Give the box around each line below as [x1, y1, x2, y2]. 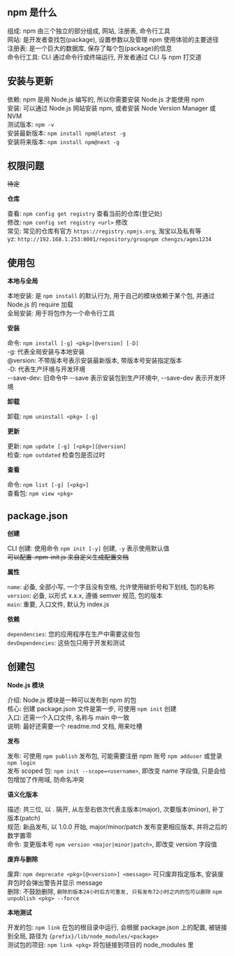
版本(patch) [7, 813, 41, 822]
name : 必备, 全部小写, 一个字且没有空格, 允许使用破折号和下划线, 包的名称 [7, 583, 215, 591]
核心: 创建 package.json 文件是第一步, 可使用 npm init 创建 [7, 704, 177, 713]
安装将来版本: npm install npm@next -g [7, 137, 120, 145]
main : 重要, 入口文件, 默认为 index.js [7, 600, 110, 608]
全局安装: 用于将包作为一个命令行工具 [7, 309, 115, 318]
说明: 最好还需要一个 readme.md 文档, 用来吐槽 [7, 722, 142, 730]
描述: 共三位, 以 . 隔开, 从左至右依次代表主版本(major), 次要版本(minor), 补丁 [7, 805, 225, 813]
